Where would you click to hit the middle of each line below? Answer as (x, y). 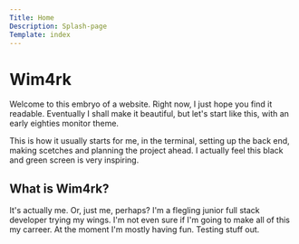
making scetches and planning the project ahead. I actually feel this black (146, 151)
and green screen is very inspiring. (74, 160)
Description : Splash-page (58, 26)
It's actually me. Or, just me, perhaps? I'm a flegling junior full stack (135, 211)
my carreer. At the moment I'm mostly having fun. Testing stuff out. (135, 230)
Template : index (40, 34)
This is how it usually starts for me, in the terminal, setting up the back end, (149, 141)
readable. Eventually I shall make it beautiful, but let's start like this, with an (149, 114)
